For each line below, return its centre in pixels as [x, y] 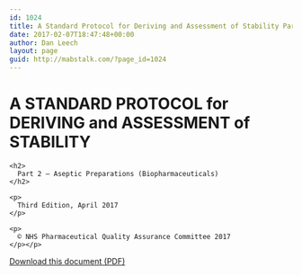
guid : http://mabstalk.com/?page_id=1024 [88, 59]
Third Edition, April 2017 [68, 205]
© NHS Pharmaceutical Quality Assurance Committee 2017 [124, 236]
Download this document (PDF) [67, 261]
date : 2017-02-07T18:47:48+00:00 [72, 34]
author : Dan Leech [44, 43]
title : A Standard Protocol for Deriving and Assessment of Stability [144, 26]
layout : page [34, 51]
